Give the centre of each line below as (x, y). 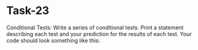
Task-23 (28, 11)
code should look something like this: (53, 40)
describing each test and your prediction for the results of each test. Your (99, 34)
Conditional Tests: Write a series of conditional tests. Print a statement (95, 27)
